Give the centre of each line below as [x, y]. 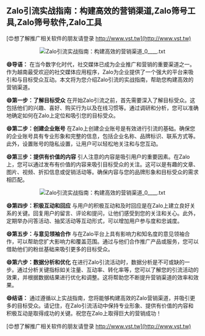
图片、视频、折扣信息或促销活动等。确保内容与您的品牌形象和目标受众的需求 [103, 172]
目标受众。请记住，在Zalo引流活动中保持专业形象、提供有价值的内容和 [105, 305]
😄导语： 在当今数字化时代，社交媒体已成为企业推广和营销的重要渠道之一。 [101, 64]
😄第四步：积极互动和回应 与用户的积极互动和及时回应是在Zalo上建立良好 [98, 205]
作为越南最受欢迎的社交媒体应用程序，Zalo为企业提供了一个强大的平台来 [97, 71]
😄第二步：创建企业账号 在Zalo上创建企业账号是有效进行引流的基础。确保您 [101, 128]
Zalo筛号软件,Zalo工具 [60, 22]
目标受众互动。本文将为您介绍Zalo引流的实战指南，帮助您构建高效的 [108, 79]
